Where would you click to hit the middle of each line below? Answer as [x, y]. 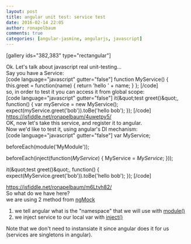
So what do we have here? [38, 193]
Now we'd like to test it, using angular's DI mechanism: [72, 129]
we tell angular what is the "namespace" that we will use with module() [100, 211]
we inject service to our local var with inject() [69, 217]
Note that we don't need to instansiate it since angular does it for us [88, 228]
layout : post [22, 11]
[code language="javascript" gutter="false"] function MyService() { [87, 79]
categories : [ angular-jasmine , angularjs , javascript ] [74, 39]
